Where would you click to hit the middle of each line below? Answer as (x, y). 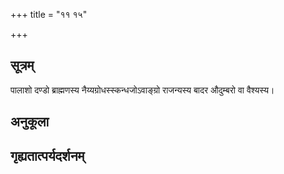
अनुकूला (30, 122)
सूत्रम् (22, 65)
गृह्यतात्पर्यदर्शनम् (47, 155)
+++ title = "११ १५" (49, 14)
